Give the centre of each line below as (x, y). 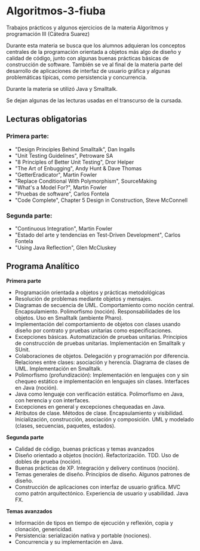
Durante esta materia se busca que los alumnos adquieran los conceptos (96, 45)
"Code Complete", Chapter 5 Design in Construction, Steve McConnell (101, 200)
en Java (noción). (36, 387)
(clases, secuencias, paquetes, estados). (65, 426)
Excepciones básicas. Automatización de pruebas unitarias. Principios (101, 336)
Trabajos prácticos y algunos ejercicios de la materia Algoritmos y (87, 27)
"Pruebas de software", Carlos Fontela (62, 194)
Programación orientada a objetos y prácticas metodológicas (90, 292)
